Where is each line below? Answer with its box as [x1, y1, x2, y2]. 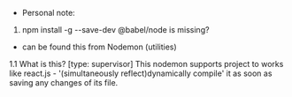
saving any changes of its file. [9, 78, 119, 87]
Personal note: [21, 8, 75, 18]
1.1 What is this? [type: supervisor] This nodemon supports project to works [9, 59, 284, 69]
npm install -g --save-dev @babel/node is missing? [21, 25, 210, 34]
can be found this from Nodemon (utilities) [21, 41, 177, 52]
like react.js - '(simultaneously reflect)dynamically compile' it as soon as [9, 68, 273, 78]
